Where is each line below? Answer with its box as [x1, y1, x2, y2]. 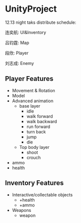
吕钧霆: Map [5, 40, 30, 46]
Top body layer [19, 144, 49, 150]
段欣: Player [5, 50, 29, 56]
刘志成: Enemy [5, 60, 34, 66]
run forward [26, 124, 50, 129]
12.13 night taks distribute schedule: [5, 19, 77, 25]
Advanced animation [12, 98, 53, 104]
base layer [19, 103, 40, 109]
